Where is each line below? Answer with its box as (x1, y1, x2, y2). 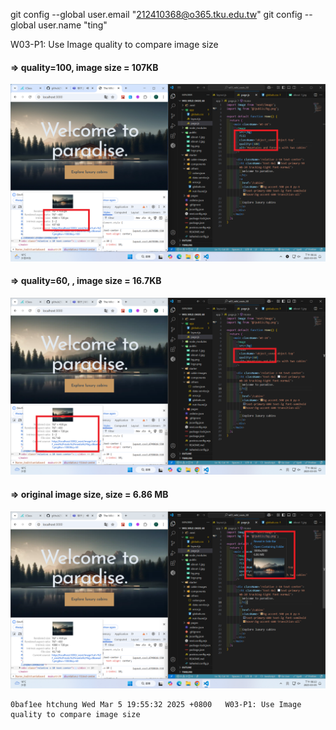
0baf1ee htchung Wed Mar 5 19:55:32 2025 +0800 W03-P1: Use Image (10, 700, 302, 710)
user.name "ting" (38, 19, 108, 31)
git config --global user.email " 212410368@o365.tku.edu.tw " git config (10, 9, 303, 20)
